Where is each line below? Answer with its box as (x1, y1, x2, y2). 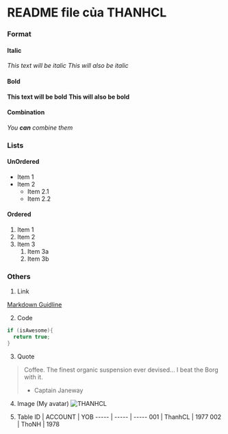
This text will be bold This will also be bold (7, 93, 130, 101)
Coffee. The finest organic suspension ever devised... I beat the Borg (23, 365, 219, 374)
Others (7, 272, 31, 281)
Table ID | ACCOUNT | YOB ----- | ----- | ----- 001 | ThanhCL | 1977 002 (16, 413, 222, 421)
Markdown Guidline (7, 300, 62, 309)
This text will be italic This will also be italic (7, 62, 129, 70)
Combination (7, 108, 45, 117)
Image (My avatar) (16, 399, 70, 407)
